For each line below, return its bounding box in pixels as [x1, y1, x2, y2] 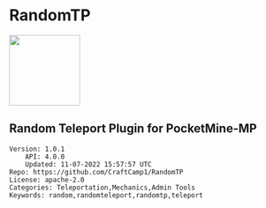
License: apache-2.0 [9, 175, 86, 184]
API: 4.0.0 [25, 152, 65, 161]
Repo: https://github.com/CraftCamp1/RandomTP [9, 167, 184, 176]
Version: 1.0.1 [9, 145, 65, 153]
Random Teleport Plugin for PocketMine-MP [9, 121, 258, 137]
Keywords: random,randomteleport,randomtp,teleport [9, 190, 203, 199]
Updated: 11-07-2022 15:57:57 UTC [25, 160, 152, 168]
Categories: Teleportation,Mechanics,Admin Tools [9, 182, 196, 192]
